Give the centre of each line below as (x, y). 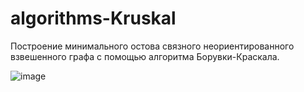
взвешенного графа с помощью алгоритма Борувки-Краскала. (145, 56)
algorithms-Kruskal (93, 18)
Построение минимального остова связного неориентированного (152, 46)
